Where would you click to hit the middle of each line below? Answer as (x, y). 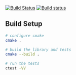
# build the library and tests (38, 49)
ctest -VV (16, 68)
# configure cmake (25, 36)
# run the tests (22, 64)
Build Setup (24, 24)
